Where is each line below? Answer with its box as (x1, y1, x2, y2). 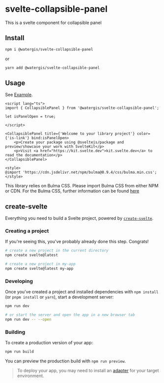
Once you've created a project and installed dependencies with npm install (5, 289, 159, 295)
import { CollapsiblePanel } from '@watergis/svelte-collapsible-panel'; (5, 105, 160, 111)
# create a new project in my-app (5, 261, 76, 267)
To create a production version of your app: (5, 340, 93, 346)
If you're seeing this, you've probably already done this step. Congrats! (5, 239, 149, 245)
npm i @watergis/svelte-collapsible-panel (5, 47, 93, 52)
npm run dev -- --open (5, 317, 52, 322)
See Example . (5, 92, 33, 98)
